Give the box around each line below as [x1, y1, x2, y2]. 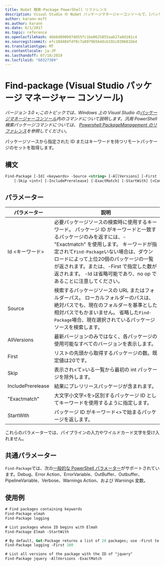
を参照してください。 [26, 128, 70, 134]
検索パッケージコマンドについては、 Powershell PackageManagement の [5, 122, 153, 128]
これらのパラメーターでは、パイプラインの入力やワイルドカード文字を [5, 429, 147, 435]
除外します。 [63, 373, 93, 380]
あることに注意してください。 [54, 277, 123, 284]
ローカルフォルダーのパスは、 [84, 294, 154, 301]
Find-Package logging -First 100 [5, 543, 74, 548]
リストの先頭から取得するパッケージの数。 [54, 350, 153, 357]
